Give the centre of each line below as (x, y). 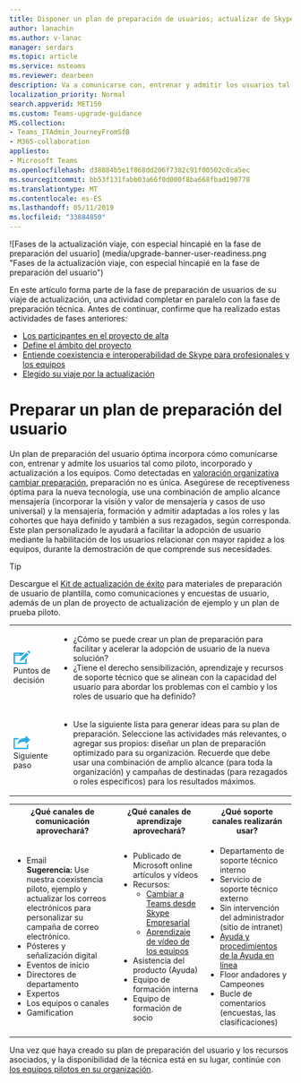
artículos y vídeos (166, 874)
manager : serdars (42, 47)
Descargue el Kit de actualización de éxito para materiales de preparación (146, 583)
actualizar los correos (66, 898)
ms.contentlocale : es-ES (56, 198)
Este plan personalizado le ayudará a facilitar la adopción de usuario (135, 529)
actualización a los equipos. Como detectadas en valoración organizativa (144, 473)
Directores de (52, 975)
